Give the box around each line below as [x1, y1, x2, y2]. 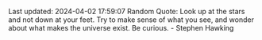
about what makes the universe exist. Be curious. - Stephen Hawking [8, 24, 234, 32]
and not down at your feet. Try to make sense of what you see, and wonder [8, 15, 254, 24]
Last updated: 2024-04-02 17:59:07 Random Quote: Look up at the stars [8, 7, 245, 16]
